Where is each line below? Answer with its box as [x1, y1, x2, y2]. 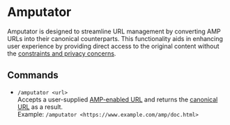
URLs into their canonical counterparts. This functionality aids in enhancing [7, 34, 223, 42]
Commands [7, 69, 59, 81]
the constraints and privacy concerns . [7, 49, 116, 58]
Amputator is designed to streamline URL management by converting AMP [7, 27, 221, 35]
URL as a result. [17, 102, 63, 111]
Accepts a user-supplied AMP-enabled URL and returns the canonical [17, 95, 218, 103]
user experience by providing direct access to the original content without [7, 42, 220, 50]
